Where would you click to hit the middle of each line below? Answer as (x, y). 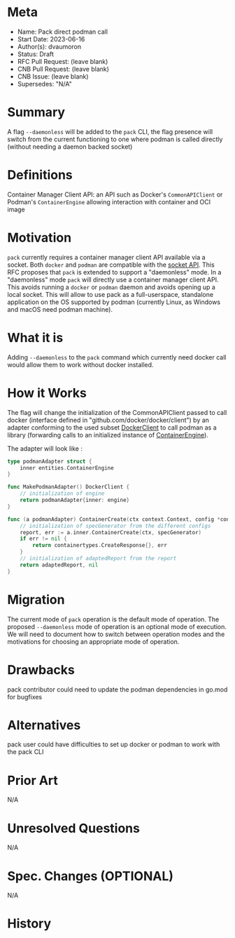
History (29, 924)
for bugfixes (25, 696)
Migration (36, 599)
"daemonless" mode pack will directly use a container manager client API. (113, 279)
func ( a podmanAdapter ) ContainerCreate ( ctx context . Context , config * (114, 519)
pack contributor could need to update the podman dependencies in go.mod (117, 689)
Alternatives (44, 725)
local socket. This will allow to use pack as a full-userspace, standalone (111, 294)
